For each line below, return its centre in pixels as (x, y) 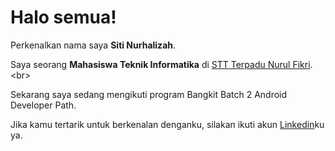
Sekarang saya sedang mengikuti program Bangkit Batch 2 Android (149, 94)
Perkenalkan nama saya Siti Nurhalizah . (93, 45)
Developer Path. (43, 105)
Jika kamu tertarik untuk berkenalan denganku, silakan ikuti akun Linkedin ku (167, 124)
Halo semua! (63, 17)
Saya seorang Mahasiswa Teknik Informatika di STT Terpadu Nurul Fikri (160, 64)
